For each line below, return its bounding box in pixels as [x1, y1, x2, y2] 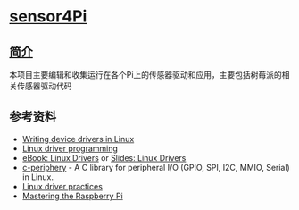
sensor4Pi [9, 6, 87, 27]
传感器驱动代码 [16, 80, 72, 91]
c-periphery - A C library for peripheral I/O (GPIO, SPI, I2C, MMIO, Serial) [21, 162, 290, 172]
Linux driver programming [21, 143, 119, 154]
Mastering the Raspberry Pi [21, 190, 123, 201]
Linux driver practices [21, 181, 103, 191]
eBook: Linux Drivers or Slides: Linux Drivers [21, 152, 187, 163]
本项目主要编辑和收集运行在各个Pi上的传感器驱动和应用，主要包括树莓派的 [9, 70, 283, 80]
